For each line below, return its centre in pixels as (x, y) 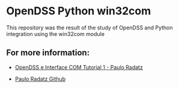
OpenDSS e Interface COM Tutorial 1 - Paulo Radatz (79, 67)
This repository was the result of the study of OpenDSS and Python (89, 28)
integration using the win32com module (56, 34)
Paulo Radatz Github (40, 78)
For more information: (48, 53)
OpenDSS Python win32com (79, 11)
